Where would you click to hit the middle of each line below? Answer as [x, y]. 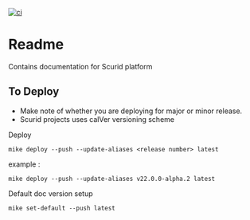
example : [24, 164]
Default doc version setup [51, 193]
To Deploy [34, 92]
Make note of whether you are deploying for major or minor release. [131, 111]
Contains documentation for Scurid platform [80, 66]
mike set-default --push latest [62, 208]
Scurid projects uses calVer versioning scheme [97, 119]
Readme [36, 45]
